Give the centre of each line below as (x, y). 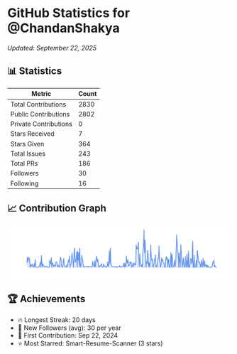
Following (24, 183)
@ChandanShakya (64, 28)
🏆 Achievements (46, 299)
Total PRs (24, 163)
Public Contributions (40, 114)
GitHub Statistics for (68, 13)
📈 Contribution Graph (57, 209)
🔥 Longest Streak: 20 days (56, 320)
